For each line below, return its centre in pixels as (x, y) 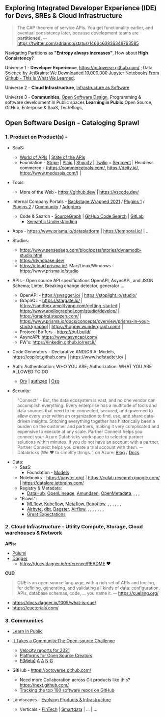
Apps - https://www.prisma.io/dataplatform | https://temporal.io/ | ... (81, 231)
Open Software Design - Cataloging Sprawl (72, 123)
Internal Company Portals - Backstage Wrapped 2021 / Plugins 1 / (78, 201)
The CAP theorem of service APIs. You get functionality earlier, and (85, 28)
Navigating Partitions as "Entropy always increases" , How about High (77, 53)
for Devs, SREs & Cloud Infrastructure (64, 16)
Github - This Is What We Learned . (40, 78)
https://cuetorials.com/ (35, 608)
